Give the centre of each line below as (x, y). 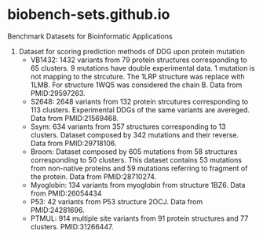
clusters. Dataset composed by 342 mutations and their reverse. (135, 134)
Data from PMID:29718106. (73, 143)
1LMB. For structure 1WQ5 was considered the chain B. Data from (136, 85)
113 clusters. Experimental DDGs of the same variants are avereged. (140, 110)
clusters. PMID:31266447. (72, 226)
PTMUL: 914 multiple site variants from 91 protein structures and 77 (139, 218)
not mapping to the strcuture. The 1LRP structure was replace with (137, 76)
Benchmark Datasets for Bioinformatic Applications (90, 36)
